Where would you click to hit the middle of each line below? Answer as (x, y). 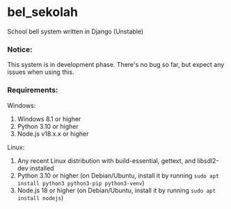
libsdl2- (208, 160)
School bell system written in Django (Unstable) (75, 31)
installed (42, 168)
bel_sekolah (43, 12)
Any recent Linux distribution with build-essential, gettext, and (106, 160)
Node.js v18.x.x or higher (53, 134)
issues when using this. (41, 72)
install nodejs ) (40, 198)
